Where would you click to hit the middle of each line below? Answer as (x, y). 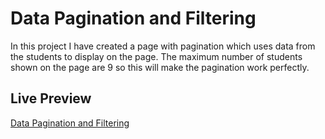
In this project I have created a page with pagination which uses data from (163, 46)
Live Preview (51, 98)
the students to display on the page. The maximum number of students (156, 56)
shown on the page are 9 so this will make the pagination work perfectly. (160, 67)
